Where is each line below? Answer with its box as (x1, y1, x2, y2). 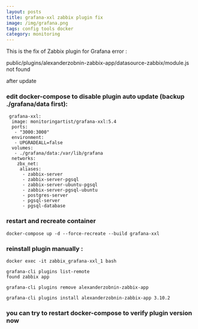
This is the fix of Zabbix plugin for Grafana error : (6, 48, 127, 55)
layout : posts (6, 8, 42, 15)
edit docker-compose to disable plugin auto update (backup (6, 93, 185, 101)
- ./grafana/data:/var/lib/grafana (14, 150, 103, 156)
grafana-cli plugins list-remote (6, 269, 90, 275)
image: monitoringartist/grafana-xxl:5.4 (11, 118, 117, 125)
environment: (11, 135, 44, 141)
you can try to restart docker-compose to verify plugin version (6, 309, 193, 317)
